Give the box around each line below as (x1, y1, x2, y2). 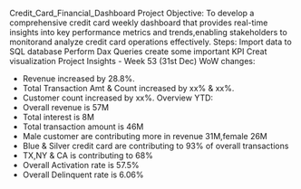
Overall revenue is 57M (22, 102, 110, 112)
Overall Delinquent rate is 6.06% (22, 169, 144, 180)
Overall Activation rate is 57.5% (22, 160, 140, 170)
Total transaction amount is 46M (22, 121, 144, 132)
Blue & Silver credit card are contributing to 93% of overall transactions (22, 140, 289, 151)
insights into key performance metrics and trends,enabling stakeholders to (9, 27, 287, 37)
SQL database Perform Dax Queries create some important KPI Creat (9, 46, 267, 57)
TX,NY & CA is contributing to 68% (22, 150, 154, 161)
